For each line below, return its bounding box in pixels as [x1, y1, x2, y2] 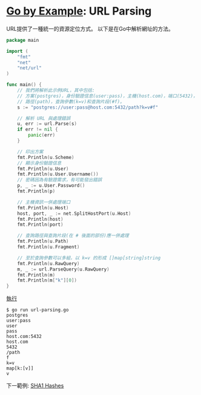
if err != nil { [17, 126, 59, 133]
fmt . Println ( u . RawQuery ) [17, 260, 80, 266]
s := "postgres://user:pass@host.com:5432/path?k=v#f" [17, 104, 159, 110]
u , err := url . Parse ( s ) [17, 121, 77, 127]
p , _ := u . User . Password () [17, 183, 85, 189]
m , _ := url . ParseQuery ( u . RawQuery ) [17, 266, 110, 272]
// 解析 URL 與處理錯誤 [17, 115, 71, 121]
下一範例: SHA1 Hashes [6, 382, 64, 390]
